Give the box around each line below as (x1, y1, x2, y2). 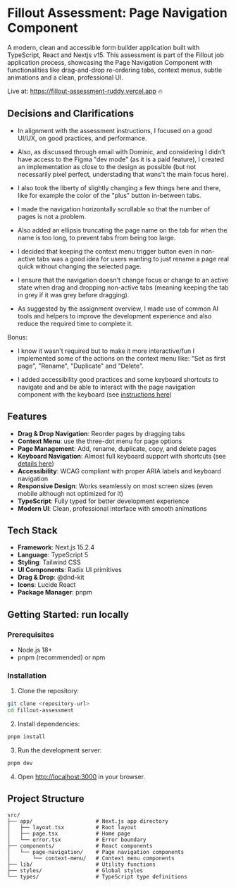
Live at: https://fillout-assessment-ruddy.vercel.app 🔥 (7, 87, 163, 95)
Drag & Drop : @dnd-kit (17, 573, 85, 582)
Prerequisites (7, 629, 54, 639)
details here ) (17, 459, 54, 468)
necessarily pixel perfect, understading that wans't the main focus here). (17, 170, 229, 178)
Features (7, 411, 47, 423)
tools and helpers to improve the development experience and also (17, 311, 212, 320)
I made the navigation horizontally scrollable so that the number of (17, 204, 211, 213)
